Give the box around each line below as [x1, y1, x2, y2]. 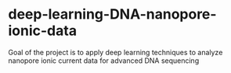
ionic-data [8, 22, 77, 40]
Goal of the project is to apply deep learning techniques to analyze [8, 47, 223, 57]
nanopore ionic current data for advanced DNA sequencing [8, 56, 200, 65]
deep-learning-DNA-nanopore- [8, 5, 217, 23]
